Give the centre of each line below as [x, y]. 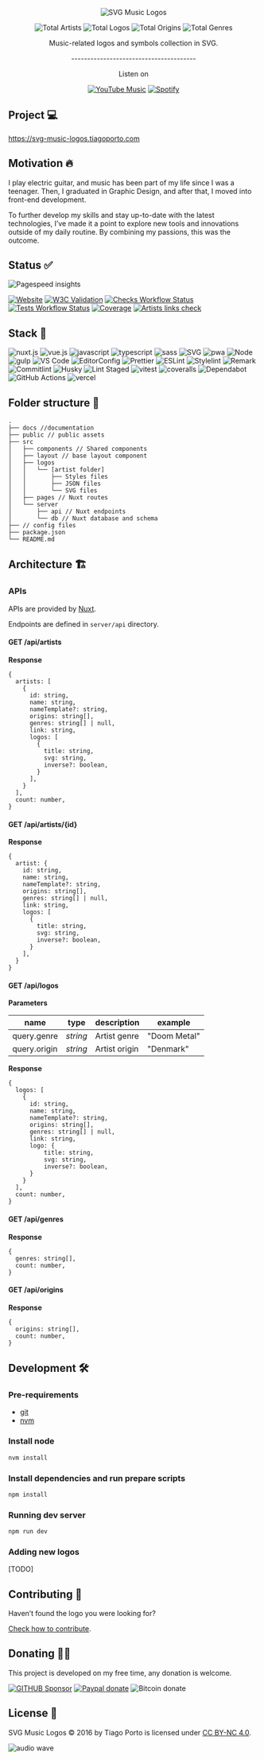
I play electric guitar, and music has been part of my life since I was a [121, 182]
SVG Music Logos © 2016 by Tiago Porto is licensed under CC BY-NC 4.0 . [130, 1732]
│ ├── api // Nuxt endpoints [67, 512]
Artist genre [117, 1036]
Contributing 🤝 [45, 1594]
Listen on [134, 74]
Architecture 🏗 [48, 565]
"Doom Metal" [173, 1036]
